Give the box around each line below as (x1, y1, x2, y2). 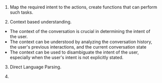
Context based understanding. (9, 19, 72, 25)
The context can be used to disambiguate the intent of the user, (9, 49, 139, 55)
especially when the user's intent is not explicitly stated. (9, 55, 124, 60)
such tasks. (9, 9, 33, 15)
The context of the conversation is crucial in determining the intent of (9, 28, 151, 34)
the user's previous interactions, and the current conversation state (9, 44, 147, 50)
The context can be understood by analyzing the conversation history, (9, 39, 153, 45)
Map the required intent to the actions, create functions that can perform (9, 4, 158, 10)
